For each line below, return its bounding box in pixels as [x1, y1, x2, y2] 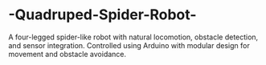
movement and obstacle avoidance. [8, 49, 127, 59]
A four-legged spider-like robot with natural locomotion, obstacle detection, [8, 32, 259, 42]
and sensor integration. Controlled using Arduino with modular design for [8, 40, 251, 50]
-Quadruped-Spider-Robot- [8, 6, 197, 24]
